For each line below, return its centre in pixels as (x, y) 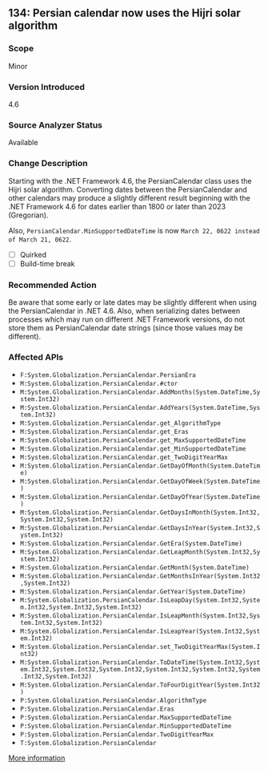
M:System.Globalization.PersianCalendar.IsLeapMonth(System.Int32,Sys (140, 616)
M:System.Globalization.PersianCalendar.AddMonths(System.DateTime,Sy (140, 392)
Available (23, 143)
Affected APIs (36, 357)
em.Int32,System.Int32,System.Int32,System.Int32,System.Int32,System (140, 670)
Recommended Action (53, 285)
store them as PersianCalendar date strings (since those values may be (126, 328)
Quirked (33, 254)
